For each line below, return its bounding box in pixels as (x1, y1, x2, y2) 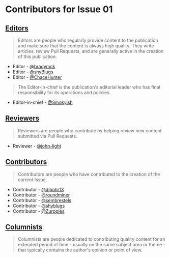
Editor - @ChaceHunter (12, 74, 62, 80)
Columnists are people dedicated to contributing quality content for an (17, 236, 165, 242)
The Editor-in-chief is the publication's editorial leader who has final (17, 84, 160, 90)
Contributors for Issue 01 (5, 4, 113, 15)
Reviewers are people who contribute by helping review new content (17, 127, 162, 133)
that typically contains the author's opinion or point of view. (17, 247, 143, 253)
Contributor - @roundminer (12, 192, 70, 198)
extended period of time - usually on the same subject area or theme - (17, 242, 165, 248)
